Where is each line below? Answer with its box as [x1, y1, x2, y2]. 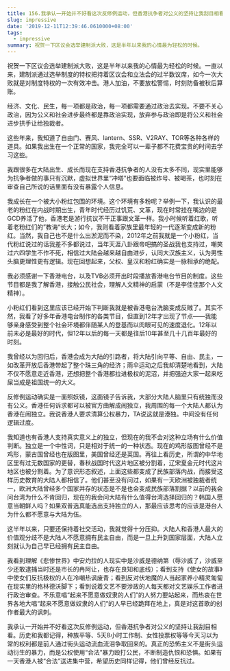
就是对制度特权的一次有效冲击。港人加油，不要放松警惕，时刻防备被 [12, 79, 205, 86]
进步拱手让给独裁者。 [7, 119, 67, 127]
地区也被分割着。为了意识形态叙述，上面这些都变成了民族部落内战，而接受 [7, 467, 217, 475]
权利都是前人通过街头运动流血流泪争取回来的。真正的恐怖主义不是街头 [18, 639, 217, 648]
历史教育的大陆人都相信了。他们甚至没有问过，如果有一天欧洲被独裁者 [12, 476, 211, 484]
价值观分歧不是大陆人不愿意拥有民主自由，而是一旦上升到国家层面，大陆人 [7, 533, 217, 541]
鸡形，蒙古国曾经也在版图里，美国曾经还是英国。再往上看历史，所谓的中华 [7, 450, 217, 458]
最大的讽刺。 [18, 608, 55, 616]
